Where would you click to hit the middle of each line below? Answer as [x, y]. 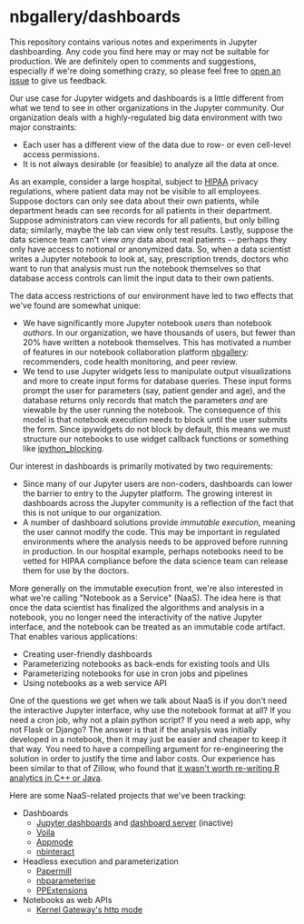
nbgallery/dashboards [95, 17]
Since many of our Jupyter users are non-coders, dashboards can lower [157, 483]
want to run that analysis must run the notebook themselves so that [135, 268]
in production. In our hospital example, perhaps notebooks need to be [153, 551]
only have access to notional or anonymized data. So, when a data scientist [150, 249]
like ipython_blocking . [63, 448]
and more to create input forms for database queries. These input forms [157, 381]
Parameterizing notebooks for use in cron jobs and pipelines [135, 673]
